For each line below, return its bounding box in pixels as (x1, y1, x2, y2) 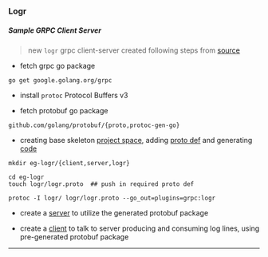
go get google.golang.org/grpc (8, 76, 112, 85)
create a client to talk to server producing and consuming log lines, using (19, 223, 260, 233)
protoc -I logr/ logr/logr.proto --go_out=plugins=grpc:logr (8, 194, 216, 202)
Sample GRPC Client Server (8, 26, 102, 35)
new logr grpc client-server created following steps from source (27, 45, 241, 55)
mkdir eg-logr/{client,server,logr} (8, 159, 130, 167)
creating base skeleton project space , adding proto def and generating (19, 135, 253, 144)
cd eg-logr (8, 173, 45, 181)
